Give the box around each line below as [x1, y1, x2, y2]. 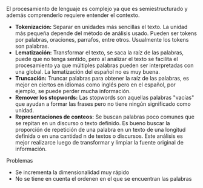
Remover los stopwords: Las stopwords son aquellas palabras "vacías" [15, 94, 195, 101]
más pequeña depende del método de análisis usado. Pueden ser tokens [15, 30, 197, 37]
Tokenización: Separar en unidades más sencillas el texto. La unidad [15, 24, 188, 30]
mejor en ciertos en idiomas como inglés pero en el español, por [15, 81, 176, 88]
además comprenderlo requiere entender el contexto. [6, 11, 140, 19]
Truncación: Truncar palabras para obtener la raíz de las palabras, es [15, 75, 189, 82]
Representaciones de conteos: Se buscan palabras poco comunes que [15, 113, 195, 120]
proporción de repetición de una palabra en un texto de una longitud [15, 126, 186, 133]
